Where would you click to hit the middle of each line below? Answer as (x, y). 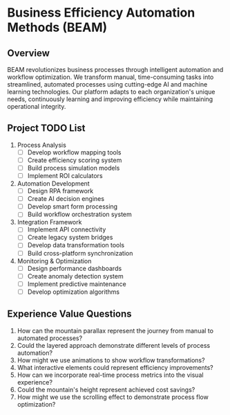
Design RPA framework (60, 191)
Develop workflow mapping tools (74, 152)
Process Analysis (42, 145)
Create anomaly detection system (75, 276)
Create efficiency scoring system (75, 160)
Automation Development (53, 184)
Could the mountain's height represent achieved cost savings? (106, 389)
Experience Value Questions (70, 314)
